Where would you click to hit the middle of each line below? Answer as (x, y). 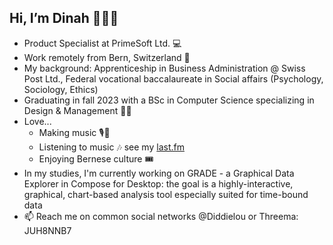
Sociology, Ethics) (61, 89)
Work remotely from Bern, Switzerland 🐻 (107, 57)
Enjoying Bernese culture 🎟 (96, 158)
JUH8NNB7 (47, 230)
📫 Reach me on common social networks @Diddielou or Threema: (161, 216)
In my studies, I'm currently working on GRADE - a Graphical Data (159, 173)
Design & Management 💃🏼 (77, 110)
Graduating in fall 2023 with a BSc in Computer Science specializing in (169, 100)
